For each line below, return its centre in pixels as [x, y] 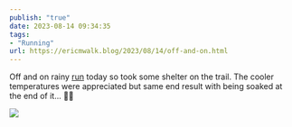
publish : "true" [40, 18]
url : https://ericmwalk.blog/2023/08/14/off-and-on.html [119, 51]
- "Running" [32, 43]
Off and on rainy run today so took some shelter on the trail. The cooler [141, 77]
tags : [19, 34]
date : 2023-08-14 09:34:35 [60, 26]
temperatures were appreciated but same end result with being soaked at [146, 86]
